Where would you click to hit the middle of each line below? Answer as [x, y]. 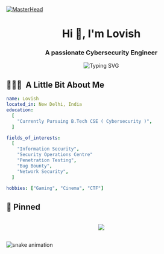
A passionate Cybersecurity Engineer [101, 53]
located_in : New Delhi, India [44, 105]
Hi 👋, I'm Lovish [101, 34]
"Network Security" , [43, 171]
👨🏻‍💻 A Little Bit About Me [55, 85]
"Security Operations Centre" [55, 155]
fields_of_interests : [33, 138]
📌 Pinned [23, 207]
